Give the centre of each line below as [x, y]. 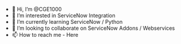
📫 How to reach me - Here [45, 35]
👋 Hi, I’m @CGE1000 [37, 9]
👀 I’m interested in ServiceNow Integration [63, 15]
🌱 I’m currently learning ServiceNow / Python [67, 22]
